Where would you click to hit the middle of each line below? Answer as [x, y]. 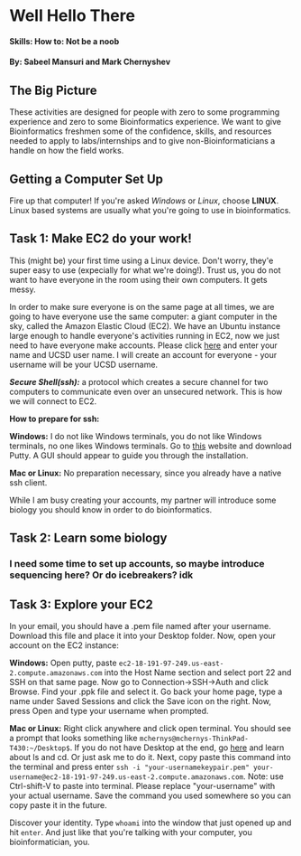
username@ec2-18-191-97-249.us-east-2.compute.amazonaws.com [127, 777]
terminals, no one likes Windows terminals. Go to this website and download [151, 446]
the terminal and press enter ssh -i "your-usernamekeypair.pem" [129, 767]
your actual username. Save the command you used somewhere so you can [150, 795]
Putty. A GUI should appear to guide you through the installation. [129, 455]
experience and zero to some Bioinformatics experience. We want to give [146, 122]
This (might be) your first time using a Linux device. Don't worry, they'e [141, 260]
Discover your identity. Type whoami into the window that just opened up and [150, 823]
